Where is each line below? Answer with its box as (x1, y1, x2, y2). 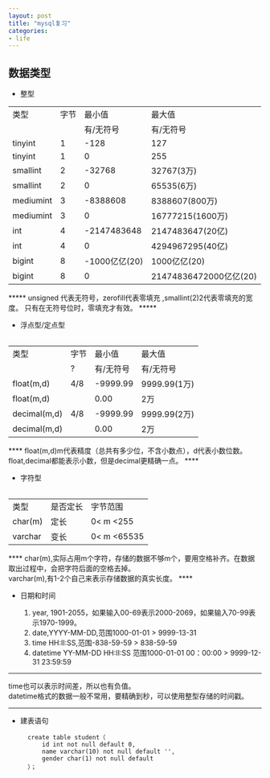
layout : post (8, 11, 52, 20)
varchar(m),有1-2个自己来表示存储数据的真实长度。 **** (8, 574, 193, 583)
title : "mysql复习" (8, 19, 72, 27)
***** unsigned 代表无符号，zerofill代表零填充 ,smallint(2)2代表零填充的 (8, 293, 247, 303)
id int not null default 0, (41, 741, 136, 749)
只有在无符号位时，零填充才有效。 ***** (23, 303, 157, 313)
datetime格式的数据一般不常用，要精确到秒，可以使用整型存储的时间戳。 (8, 691, 249, 701)
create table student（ (27, 734, 106, 742)
